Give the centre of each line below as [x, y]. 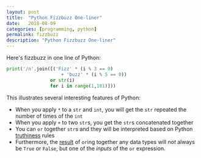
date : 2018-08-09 [31, 23]
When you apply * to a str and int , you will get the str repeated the [101, 109]
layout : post [23, 12]
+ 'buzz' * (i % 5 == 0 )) [94, 74]
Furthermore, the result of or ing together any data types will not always [105, 142]
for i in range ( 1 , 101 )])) [83, 86]
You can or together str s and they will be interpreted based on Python [104, 129]
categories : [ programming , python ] [52, 29]
